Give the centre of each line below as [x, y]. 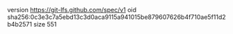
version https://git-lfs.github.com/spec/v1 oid [72, 10]
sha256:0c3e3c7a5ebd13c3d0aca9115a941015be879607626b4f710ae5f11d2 [116, 17]
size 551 [45, 24]
